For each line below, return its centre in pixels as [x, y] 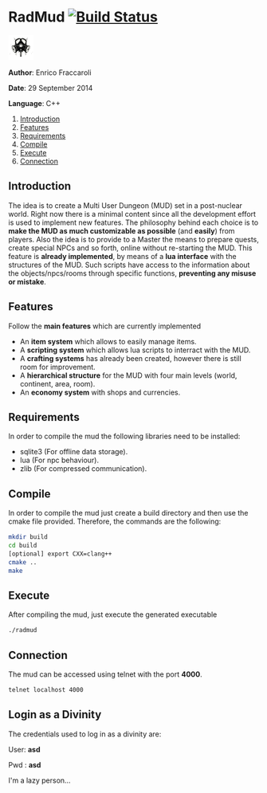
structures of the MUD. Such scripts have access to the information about [129, 265]
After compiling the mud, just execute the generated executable [113, 614]
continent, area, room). [57, 383]
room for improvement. [57, 367]
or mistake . [27, 281]
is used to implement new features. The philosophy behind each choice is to [133, 222]
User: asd [25, 749]
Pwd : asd [25, 764]
